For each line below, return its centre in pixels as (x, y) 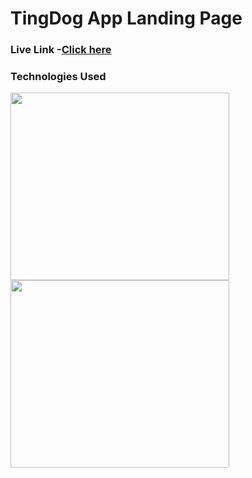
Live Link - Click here (61, 50)
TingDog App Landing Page (126, 18)
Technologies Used (58, 77)
